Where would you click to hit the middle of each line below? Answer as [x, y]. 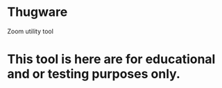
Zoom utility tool [31, 31]
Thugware [37, 12]
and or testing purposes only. [94, 74]
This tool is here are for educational [111, 59]
